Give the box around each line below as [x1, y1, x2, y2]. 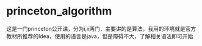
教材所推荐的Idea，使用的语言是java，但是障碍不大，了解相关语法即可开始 [6, 32, 193, 40]
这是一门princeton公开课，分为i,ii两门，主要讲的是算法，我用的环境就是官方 [6, 25, 197, 32]
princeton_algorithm [6, 4, 112, 18]
